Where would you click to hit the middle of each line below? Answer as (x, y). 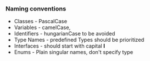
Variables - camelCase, (42, 27)
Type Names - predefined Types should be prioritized (79, 40)
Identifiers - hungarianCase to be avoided (64, 34)
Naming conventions (36, 9)
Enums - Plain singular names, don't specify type (74, 52)
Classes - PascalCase (41, 21)
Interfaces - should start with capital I (59, 46)
